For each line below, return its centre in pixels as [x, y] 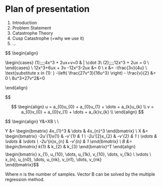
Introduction [25, 23]
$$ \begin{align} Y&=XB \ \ [32, 121]
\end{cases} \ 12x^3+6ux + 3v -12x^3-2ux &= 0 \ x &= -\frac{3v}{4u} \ [76, 68]
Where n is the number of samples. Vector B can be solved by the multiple [80, 174]
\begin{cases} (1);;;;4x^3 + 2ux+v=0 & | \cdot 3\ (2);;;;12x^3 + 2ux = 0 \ [77, 62]
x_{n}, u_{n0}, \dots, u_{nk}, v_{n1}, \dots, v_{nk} [54, 159]
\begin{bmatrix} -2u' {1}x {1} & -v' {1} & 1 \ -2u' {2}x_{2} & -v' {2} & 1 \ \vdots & [81, 136]
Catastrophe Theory [32, 33]
